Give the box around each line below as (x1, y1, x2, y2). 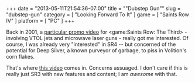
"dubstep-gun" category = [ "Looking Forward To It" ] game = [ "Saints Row (6, 11, 189, 18)
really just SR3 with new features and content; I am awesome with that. (6, 71, 177, 77)
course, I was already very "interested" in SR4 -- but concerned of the (6, 41, 176, 48)
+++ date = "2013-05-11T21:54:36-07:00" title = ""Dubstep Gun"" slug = (6, 5, 181, 12)
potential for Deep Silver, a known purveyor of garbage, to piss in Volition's (6, 47, 187, 54)
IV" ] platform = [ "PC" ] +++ (6, 17, 75, 24)
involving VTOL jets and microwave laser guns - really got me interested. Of (6, 35, 189, 41)
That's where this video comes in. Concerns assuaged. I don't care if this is (6, 64, 188, 71)
